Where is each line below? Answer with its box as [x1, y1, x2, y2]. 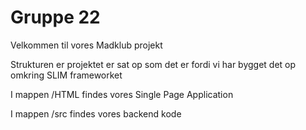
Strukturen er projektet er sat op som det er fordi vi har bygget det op [10, 58, 297, 70]
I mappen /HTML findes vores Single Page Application [10, 88, 234, 100]
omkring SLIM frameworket [10, 69, 123, 81]
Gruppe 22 [10, 6, 101, 29]
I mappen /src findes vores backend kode [10, 107, 182, 120]
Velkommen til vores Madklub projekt [10, 39, 163, 51]
